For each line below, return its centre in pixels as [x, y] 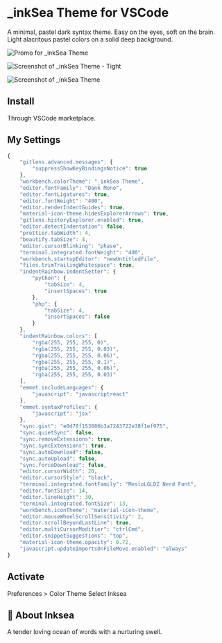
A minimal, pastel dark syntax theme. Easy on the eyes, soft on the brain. [111, 32]
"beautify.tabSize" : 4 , [54, 239]
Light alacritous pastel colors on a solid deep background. [90, 39]
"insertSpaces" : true [76, 291]
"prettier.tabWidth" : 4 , [55, 234]
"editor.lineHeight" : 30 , [57, 497]
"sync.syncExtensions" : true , [63, 446]
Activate [26, 577]
